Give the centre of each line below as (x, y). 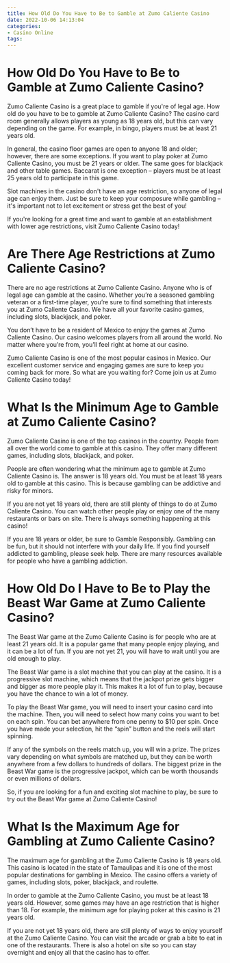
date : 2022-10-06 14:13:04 (46, 20)
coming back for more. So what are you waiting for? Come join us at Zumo (112, 372)
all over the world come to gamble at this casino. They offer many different (112, 448)
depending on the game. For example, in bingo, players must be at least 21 (112, 128)
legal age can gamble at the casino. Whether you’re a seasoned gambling (111, 295)
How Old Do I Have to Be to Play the (109, 588)
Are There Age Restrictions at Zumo (111, 254)
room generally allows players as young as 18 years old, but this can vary (110, 121)
